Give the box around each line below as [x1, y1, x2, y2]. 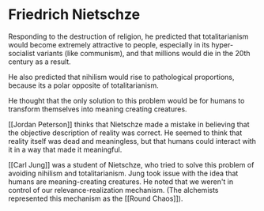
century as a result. [8, 57, 71, 66]
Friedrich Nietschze [8, 6, 141, 24]
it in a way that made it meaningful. [8, 145, 123, 154]
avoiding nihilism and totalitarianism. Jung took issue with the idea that [8, 168, 239, 178]
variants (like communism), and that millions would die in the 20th [36, 48, 251, 58]
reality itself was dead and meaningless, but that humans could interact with [8, 136, 257, 145]
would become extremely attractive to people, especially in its [8, 40, 210, 49]
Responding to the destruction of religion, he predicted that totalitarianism [8, 32, 249, 41]
